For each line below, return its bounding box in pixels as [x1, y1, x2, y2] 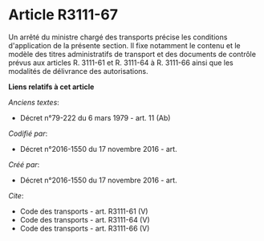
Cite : [8, 190, 24, 200]
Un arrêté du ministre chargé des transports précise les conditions [8, 32, 228, 42]
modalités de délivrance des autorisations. [8, 66, 148, 76]
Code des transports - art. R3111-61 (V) [19, 206, 148, 216]
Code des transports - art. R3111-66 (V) [19, 223, 150, 233]
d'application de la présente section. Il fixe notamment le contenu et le [8, 40, 241, 50]
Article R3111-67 [8, 6, 119, 24]
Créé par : [8, 159, 40, 170]
